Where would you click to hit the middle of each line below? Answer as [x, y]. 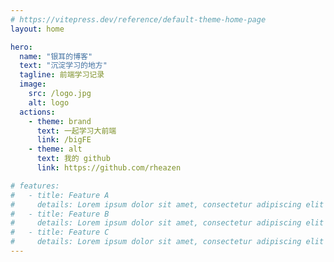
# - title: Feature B [60, 214]
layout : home [37, 29]
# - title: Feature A [60, 195]
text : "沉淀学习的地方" [63, 66]
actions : [37, 112]
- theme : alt [55, 149]
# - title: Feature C [60, 232]
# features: [35, 186]
